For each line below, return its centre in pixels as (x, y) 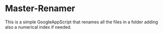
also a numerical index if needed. (38, 27)
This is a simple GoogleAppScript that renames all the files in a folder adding (81, 22)
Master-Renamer (40, 8)
